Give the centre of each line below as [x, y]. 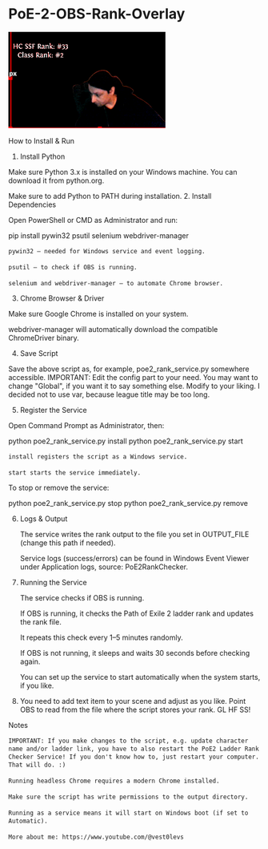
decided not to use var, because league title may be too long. [109, 394]
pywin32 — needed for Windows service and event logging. [107, 251]
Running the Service [53, 582]
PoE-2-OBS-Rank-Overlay [97, 14]
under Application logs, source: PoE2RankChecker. [104, 567]
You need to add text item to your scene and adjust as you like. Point [133, 701]
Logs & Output [44, 519]
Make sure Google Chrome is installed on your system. [98, 313]
